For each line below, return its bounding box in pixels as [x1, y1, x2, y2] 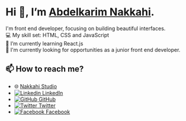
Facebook [46, 108, 70, 115]
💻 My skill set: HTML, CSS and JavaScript [5, 31, 110, 38]
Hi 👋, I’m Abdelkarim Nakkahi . [5, 5, 155, 19]
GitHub [39, 96, 56, 103]
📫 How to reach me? [5, 64, 84, 74]
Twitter [39, 102, 56, 109]
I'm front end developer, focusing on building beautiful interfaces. [5, 25, 166, 32]
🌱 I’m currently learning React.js [5, 40, 84, 47]
